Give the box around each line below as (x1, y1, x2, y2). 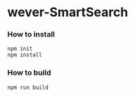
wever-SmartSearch (7, 4, 129, 20)
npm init (7, 45, 33, 53)
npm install (7, 51, 42, 59)
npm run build (7, 84, 49, 91)
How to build (7, 68, 51, 78)
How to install (7, 30, 55, 39)
